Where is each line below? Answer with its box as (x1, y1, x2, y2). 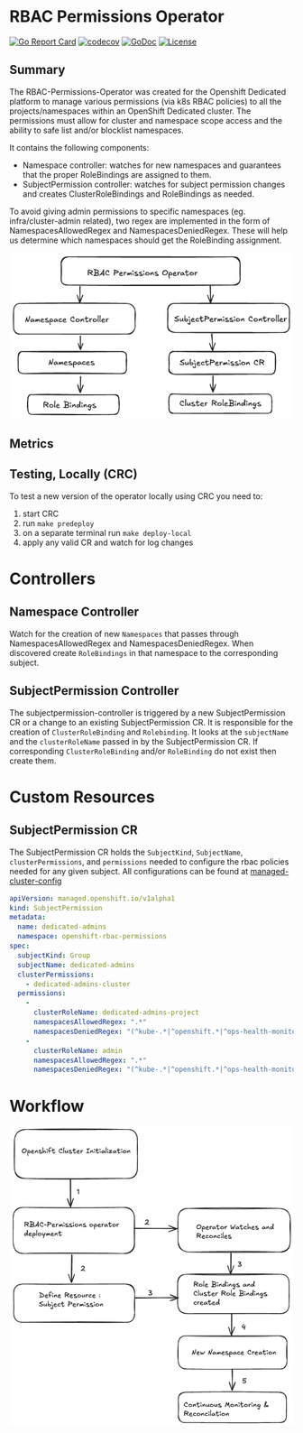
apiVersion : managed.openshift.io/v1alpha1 (9, 893, 176, 903)
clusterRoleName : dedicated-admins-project (32, 1008, 200, 1017)
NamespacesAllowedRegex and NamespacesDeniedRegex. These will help (9, 225, 289, 236)
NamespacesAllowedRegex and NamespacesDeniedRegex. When (9, 638, 254, 649)
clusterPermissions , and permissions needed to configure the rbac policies (9, 855, 289, 867)
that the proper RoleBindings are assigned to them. (22, 169, 212, 180)
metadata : (9, 913, 47, 922)
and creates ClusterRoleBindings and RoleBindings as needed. (22, 188, 255, 199)
